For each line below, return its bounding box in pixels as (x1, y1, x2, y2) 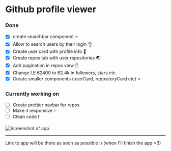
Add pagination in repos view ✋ (12, 62, 79, 68)
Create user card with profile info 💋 (12, 48, 87, 54)
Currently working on (5, 90, 60, 97)
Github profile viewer (5, 4, 97, 15)
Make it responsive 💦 (12, 107, 57, 113)
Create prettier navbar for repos (12, 102, 80, 108)
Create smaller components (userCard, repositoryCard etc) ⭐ (12, 75, 141, 82)
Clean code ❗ (12, 113, 40, 120)
